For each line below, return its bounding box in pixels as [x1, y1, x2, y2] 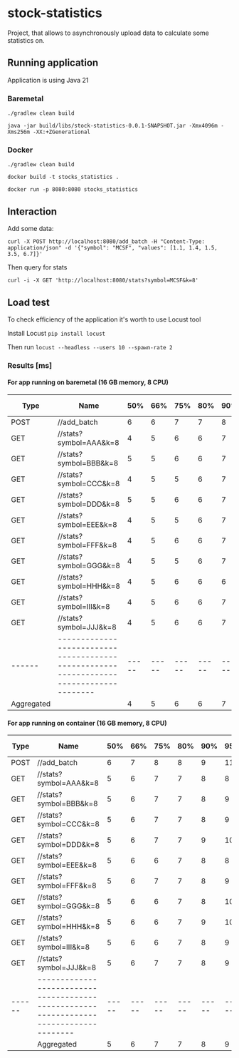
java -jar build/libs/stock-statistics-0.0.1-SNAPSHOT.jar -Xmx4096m [7, 123, 218, 130]
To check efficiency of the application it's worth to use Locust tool [7, 315, 201, 324]
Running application [7, 57, 99, 69]
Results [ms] [7, 360, 52, 370]
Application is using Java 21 [7, 76, 89, 84]
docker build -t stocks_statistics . [7, 173, 119, 181]
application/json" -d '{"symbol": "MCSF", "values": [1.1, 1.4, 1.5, [7, 245, 218, 252]
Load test [7, 296, 50, 308]
